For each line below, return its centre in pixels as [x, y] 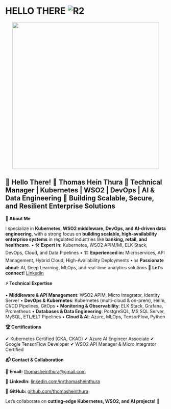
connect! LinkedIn [25, 273]
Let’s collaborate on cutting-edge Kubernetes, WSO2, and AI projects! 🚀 [82, 401]
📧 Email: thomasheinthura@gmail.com [45, 371]
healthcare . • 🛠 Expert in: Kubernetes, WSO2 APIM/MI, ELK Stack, [77, 245]
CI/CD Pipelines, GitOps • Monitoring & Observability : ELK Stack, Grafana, [84, 305]
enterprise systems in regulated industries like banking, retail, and [76, 239]
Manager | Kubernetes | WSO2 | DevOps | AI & [80, 190]
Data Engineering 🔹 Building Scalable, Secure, [80, 198]
